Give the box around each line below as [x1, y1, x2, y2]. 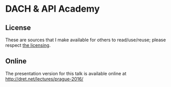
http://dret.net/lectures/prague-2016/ [5, 76, 84, 82]
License [5, 23, 31, 32]
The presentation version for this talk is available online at [5, 70, 127, 76]
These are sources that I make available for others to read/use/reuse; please [5, 37, 166, 43]
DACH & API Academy [5, 3, 100, 15]
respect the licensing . [5, 42, 51, 48]
